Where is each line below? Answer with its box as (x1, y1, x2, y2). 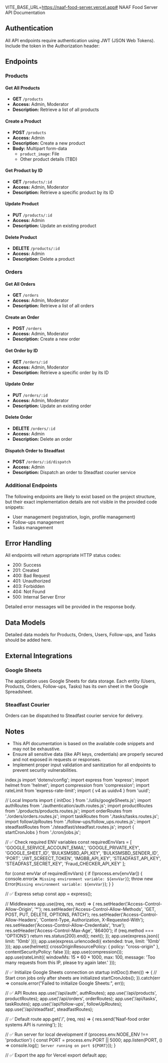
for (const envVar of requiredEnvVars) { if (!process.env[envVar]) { (5, 871, 143, 876)
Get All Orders (5, 281, 36, 287)
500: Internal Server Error (12, 594, 66, 600)
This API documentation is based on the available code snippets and (12, 741, 154, 746)
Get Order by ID (5, 347, 38, 353)
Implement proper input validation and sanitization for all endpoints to (12, 762, 156, 768)
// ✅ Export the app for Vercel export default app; (5, 1052, 107, 1058)
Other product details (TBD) (20, 156, 78, 162)
